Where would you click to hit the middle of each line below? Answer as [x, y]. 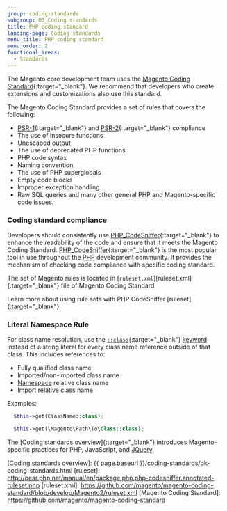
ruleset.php [24, 485]
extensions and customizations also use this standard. [85, 93]
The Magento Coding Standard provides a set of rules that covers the [107, 107]
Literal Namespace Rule [48, 324]
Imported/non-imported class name [68, 375]
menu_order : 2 [28, 46]
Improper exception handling [58, 187]
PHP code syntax [42, 157]
